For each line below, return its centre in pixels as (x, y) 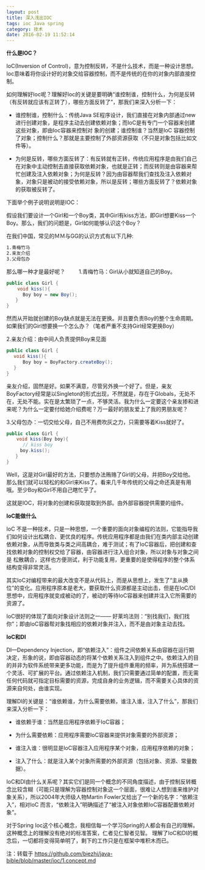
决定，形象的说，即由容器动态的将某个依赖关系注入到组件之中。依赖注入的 (100, 657)
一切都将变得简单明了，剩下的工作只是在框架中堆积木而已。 (97, 841)
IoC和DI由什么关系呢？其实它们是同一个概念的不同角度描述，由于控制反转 (99, 781)
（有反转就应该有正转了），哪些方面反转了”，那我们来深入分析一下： (92, 102)
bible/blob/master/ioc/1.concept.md (51, 860)
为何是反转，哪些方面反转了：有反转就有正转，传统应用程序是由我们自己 (106, 159)
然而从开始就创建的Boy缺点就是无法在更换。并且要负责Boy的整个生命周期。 (102, 319)
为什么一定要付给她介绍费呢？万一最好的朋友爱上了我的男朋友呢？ (105, 409)
